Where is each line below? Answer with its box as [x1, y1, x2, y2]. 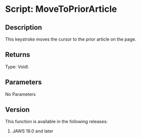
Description [5, 23, 42, 32]
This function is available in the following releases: [5, 119, 108, 125]
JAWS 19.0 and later [12, 128, 53, 134]
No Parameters [5, 91, 36, 97]
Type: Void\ [5, 63, 29, 70]
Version [5, 105, 30, 114]
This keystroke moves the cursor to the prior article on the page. [5, 36, 137, 42]
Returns [5, 50, 31, 59]
